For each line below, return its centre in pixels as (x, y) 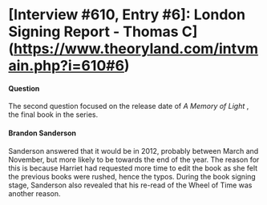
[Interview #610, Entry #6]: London (127, 15)
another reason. (35, 193)
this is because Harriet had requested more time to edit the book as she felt (133, 168)
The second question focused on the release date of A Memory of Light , (129, 107)
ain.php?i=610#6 (67, 66)
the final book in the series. (53, 115)
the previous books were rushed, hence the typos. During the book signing (132, 176)
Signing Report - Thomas (93, 32)
